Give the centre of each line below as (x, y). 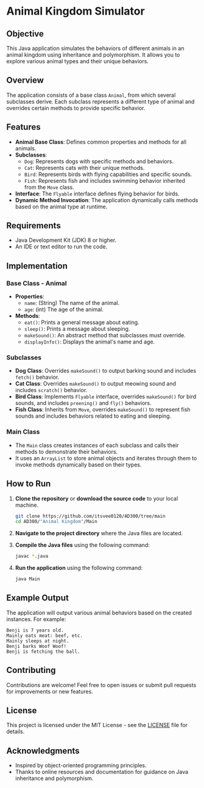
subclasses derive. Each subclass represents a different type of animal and (100, 101)
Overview (25, 80)
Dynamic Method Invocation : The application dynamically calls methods (107, 200)
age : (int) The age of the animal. (64, 309)
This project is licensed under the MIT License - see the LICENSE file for (97, 725)
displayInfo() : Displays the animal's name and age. (90, 342)
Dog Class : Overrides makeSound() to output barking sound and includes (106, 371)
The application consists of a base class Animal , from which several (91, 95)
